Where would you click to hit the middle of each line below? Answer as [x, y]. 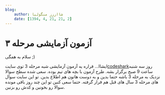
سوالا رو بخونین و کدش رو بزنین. [35, 87]
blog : [11, 10]
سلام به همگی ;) [20, 57]
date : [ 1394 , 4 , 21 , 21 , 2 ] [43, 19]
